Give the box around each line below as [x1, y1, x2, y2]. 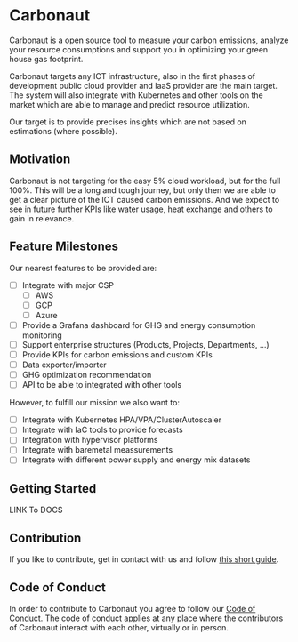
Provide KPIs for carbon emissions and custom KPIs [21, 349, 213, 360]
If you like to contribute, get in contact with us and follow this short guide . [9, 554, 279, 565]
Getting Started [9, 481, 97, 496]
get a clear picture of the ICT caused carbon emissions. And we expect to [9, 194, 280, 205]
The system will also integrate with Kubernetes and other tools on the [9, 90, 264, 100]
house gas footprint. [9, 53, 84, 64]
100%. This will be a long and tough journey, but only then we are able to [9, 184, 276, 196]
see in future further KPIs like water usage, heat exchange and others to [9, 204, 273, 214]
